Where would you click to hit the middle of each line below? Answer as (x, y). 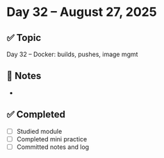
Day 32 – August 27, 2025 (82, 12)
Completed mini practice (52, 139)
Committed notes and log (53, 147)
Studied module (39, 131)
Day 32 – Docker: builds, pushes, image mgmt (72, 54)
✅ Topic (24, 38)
